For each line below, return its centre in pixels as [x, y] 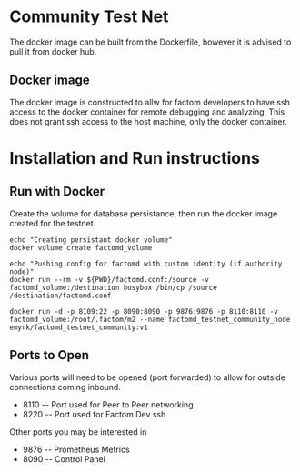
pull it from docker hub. [53, 51]
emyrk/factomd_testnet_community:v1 [79, 327]
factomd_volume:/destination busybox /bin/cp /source [114, 287]
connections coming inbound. [65, 387]
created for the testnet [51, 223]
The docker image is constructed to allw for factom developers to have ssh [150, 102]
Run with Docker [57, 191]
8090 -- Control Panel [64, 459]
